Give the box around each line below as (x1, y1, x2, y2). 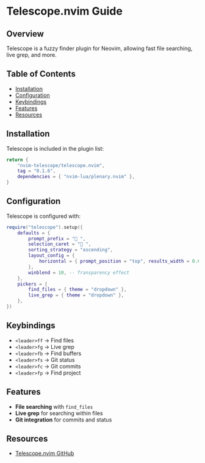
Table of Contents (6, 69, 76, 79)
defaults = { (17, 230, 51, 236)
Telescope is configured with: (6, 212, 81, 220)
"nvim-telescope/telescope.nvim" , (17, 162, 105, 168)
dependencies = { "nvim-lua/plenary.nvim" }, (17, 174, 135, 180)
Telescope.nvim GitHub (15, 450, 74, 457)
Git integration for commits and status (15, 416, 112, 423)
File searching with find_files (15, 403, 93, 410)
